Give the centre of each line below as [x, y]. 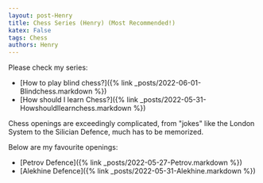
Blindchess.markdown [56, 91]
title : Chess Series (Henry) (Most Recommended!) [92, 23]
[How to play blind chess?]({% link [76, 83]
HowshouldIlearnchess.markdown [75, 109]
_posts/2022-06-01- [168, 83]
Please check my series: [48, 67]
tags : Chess [28, 38]
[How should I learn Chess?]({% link [79, 100]
